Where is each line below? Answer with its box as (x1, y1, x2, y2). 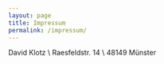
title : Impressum (8, 19, 66, 27)
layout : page (8, 11, 52, 20)
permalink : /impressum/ (8, 26, 88, 34)
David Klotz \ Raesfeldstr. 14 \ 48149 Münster (8, 48, 157, 58)
